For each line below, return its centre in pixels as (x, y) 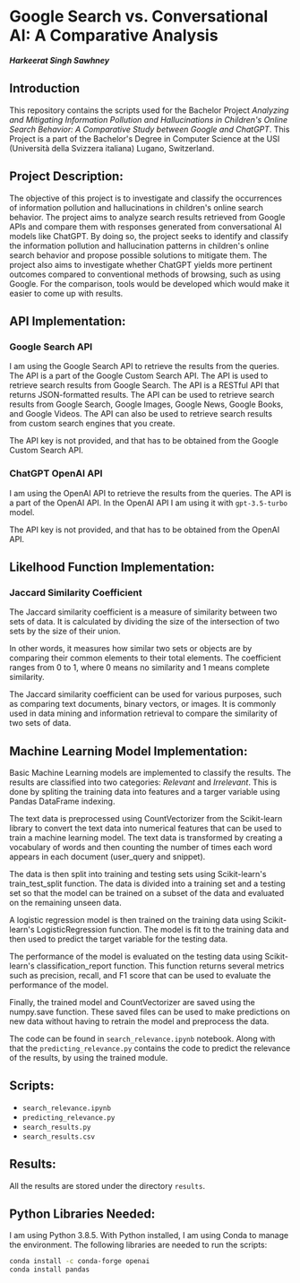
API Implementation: (68, 321)
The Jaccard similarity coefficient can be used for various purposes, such (146, 694)
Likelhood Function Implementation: (112, 567)
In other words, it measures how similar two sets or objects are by (131, 649)
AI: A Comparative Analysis (114, 35)
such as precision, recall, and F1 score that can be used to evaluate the (140, 976)
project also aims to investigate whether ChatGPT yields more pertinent (141, 264)
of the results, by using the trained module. (89, 1058)
